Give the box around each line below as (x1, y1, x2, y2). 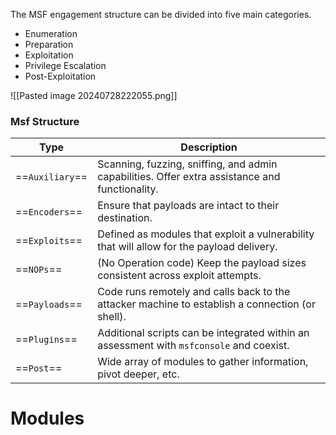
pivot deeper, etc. (97, 367, 180, 381)
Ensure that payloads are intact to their (97, 199, 280, 213)
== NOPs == (15, 262, 63, 276)
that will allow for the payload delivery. (97, 240, 278, 254)
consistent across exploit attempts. (97, 269, 262, 283)
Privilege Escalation (24, 60, 107, 71)
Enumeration (24, 28, 78, 39)
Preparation (24, 39, 74, 50)
